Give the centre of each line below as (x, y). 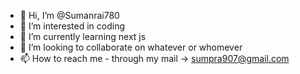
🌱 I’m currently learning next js (83, 36)
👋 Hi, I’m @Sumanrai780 (69, 15)
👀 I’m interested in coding (72, 26)
